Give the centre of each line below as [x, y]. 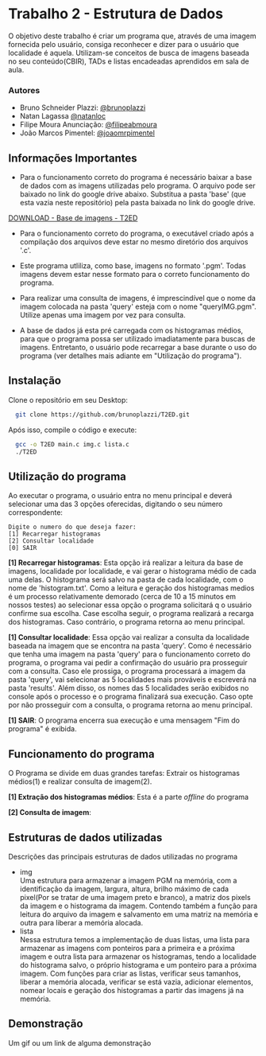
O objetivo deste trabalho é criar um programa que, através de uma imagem [132, 36]
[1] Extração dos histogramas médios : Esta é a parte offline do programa [128, 797]
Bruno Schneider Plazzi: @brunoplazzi [83, 107]
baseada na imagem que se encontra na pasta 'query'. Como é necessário [130, 646]
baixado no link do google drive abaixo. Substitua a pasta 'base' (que [133, 194]
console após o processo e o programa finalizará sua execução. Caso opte [131, 696]
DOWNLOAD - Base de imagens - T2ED [73, 218]
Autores [24, 90]
